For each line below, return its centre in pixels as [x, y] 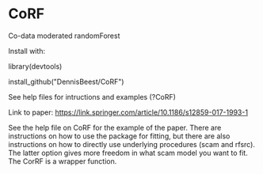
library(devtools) [35, 66]
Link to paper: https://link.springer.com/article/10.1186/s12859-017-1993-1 [128, 112]
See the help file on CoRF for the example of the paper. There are [115, 127]
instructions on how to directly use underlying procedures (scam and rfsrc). [132, 144]
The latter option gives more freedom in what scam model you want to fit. [128, 153]
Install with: [27, 51]
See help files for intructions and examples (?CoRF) [92, 96]
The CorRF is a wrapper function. [63, 161]
